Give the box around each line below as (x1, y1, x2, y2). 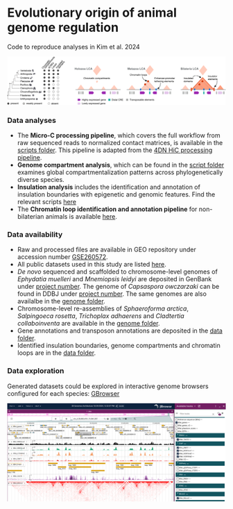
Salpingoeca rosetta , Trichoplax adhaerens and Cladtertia (17, 312, 185, 320)
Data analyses (7, 115, 57, 125)
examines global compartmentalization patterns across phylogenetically (17, 168, 223, 176)
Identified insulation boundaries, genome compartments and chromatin (17, 342, 221, 350)
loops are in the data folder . (17, 349, 96, 357)
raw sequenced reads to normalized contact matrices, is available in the (17, 138, 223, 147)
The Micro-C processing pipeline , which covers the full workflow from (17, 131, 221, 140)
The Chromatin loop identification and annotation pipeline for (17, 205, 198, 213)
